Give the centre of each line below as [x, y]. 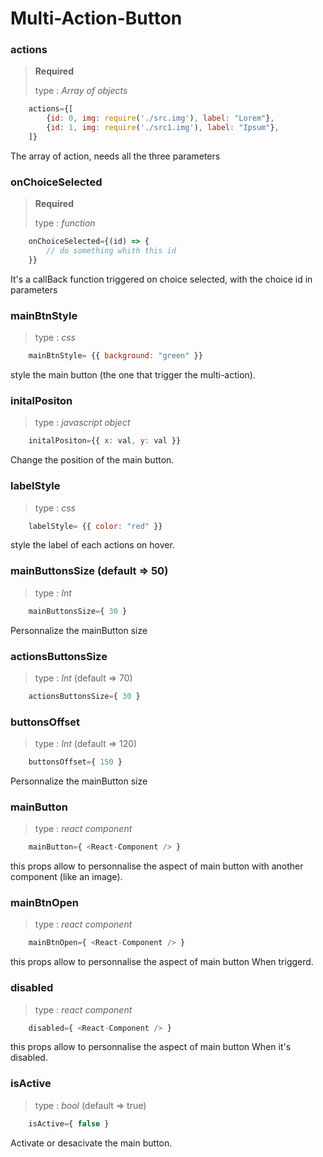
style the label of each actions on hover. [92, 545]
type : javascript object [82, 423]
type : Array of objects [81, 91]
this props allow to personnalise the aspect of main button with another [157, 866]
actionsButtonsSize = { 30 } [84, 696]
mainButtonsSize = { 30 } [78, 611]
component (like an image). [66, 877]
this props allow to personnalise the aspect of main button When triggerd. [162, 962]
